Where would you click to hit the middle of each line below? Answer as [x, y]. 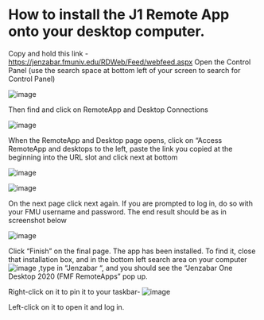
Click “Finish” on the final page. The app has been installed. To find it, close [132, 251]
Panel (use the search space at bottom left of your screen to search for [124, 70]
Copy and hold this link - [49, 53]
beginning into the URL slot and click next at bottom [93, 157]
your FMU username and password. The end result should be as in [117, 211]
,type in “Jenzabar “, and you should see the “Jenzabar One [136, 268]
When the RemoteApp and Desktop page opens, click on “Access [115, 140]
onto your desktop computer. [107, 31]
